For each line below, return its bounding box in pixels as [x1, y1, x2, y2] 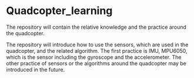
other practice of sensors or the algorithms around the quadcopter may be [6, 60, 186, 67]
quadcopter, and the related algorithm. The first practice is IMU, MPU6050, [6, 47, 188, 54]
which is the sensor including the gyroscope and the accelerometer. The [6, 53, 182, 60]
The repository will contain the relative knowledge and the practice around [6, 23, 187, 30]
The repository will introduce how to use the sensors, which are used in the [6, 41, 189, 48]
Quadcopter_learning [6, 4, 113, 18]
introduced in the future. [6, 66, 65, 73]
